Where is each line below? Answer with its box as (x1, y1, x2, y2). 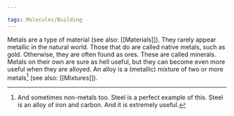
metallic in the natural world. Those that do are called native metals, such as (7, 42, 226, 51)
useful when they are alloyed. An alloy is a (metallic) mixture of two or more (7, 65, 224, 73)
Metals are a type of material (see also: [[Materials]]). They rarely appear (7, 35, 217, 44)
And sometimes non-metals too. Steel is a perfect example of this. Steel (17, 93, 224, 101)
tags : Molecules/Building (7, 16, 82, 23)
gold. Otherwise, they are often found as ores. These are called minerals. (7, 50, 217, 58)
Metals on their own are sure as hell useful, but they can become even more (7, 57, 226, 66)
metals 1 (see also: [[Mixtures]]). (7, 72, 98, 82)
